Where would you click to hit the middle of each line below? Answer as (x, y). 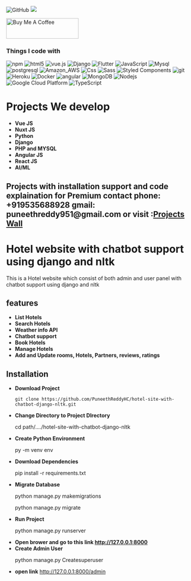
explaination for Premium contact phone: (84, 195)
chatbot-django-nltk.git (45, 404)
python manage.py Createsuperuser (59, 560)
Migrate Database (37, 485)
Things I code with (33, 51)
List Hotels (28, 318)
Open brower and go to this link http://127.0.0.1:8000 (81, 542)
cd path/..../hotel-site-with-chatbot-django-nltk (72, 427)
